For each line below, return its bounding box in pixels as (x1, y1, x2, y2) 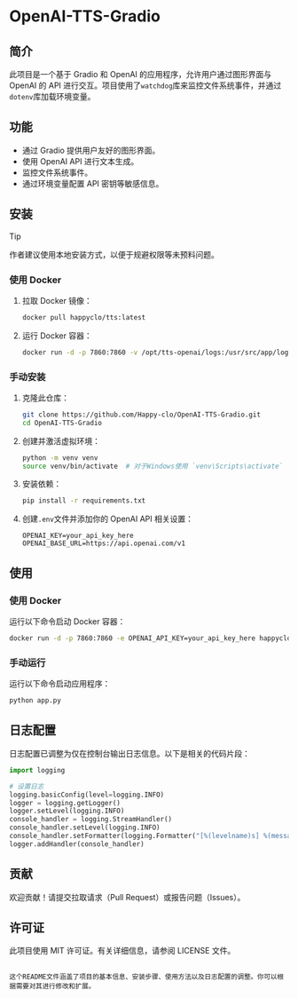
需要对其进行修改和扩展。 (15, 982, 96, 991)
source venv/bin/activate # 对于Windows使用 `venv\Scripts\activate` (21, 462, 284, 471)
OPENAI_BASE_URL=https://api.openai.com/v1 (21, 539, 186, 548)
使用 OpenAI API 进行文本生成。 (21, 155, 139, 166)
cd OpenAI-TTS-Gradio (21, 418, 102, 427)
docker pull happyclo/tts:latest (21, 313, 146, 321)
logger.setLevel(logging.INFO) (9, 806, 125, 816)
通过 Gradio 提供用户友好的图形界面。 (21, 145, 161, 155)
